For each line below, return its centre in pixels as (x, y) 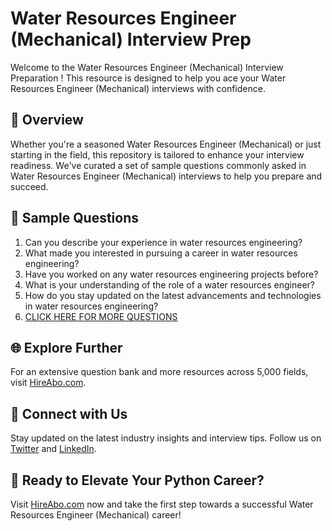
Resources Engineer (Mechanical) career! (96, 515)
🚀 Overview (47, 120)
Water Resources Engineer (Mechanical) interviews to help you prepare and (166, 176)
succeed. (29, 186)
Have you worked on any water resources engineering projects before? (171, 274)
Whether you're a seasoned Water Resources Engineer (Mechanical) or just (166, 144)
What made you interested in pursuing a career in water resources (161, 253)
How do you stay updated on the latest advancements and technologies (173, 295)
